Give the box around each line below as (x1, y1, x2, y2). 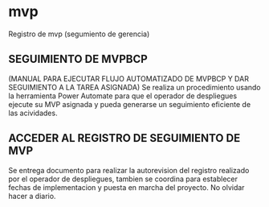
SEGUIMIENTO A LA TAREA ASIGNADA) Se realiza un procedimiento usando (8, 82, 261, 92)
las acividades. (8, 108, 58, 118)
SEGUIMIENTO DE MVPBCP (8, 52, 149, 66)
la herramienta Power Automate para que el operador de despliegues (8, 91, 238, 101)
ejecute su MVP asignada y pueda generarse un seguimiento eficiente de (8, 99, 251, 109)
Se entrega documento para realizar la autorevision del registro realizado (8, 165, 250, 175)
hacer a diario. (8, 191, 56, 201)
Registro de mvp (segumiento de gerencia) (8, 29, 150, 39)
